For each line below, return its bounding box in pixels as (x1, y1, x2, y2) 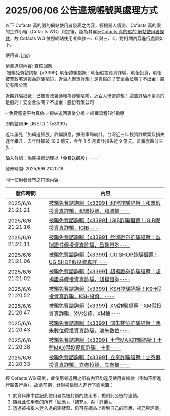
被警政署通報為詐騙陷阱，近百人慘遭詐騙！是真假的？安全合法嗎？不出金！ (5, 76, 160, 82)
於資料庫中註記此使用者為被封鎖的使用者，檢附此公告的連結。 (12, 392, 142, 398)
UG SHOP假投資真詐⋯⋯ (49, 258, 107, 265)
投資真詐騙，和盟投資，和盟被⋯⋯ (49, 207, 130, 214)
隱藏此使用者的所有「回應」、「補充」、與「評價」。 (12, 399, 115, 405)
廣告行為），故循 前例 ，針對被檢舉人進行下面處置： (9, 382, 114, 388)
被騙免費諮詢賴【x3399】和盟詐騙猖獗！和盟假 (49, 199, 161, 206)
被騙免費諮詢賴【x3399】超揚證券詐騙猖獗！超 (49, 268, 161, 275)
